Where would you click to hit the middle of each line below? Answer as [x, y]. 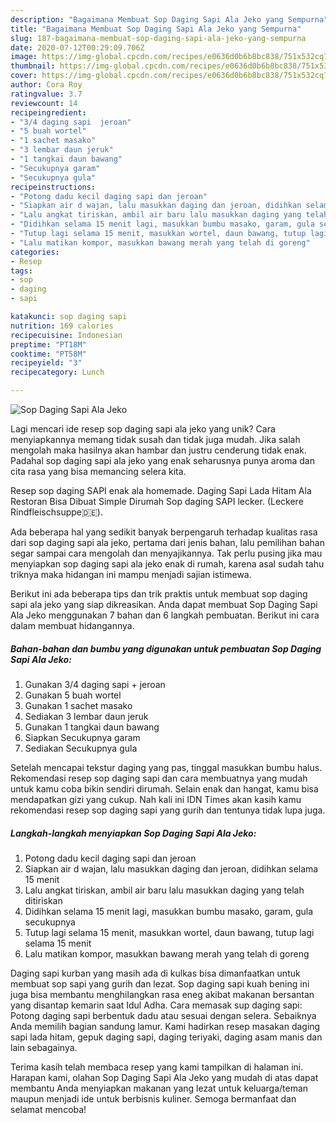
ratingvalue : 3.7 [46, 94]
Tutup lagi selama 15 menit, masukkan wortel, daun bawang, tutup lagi [169, 932]
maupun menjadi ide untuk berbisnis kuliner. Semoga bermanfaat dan [153, 1098]
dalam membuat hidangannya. [72, 625]
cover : [24, 76]
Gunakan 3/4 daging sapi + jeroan [95, 684]
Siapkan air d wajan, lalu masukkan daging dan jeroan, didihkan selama [171, 868]
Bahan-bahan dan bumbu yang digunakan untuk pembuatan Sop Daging [166, 648]
